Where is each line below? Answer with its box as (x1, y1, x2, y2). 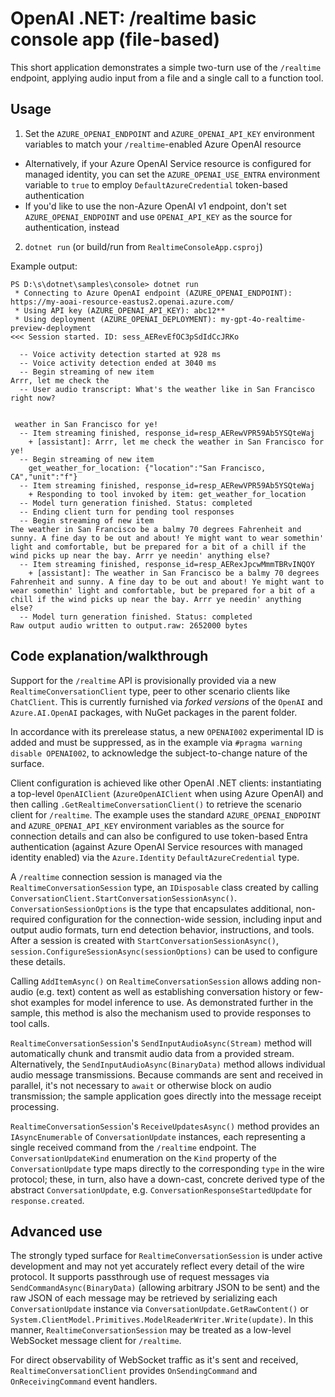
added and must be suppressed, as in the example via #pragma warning (10, 736, 303, 748)
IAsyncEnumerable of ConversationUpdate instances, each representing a (10, 1130, 306, 1142)
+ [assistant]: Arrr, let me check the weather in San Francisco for (28, 437, 325, 447)
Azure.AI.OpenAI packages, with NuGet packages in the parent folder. (10, 706, 298, 718)
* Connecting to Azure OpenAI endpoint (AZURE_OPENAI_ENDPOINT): (14, 288, 293, 298)
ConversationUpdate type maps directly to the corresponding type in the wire (10, 1162, 325, 1174)
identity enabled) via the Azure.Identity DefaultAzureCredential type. (10, 851, 300, 863)
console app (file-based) (10, 28, 221, 51)
